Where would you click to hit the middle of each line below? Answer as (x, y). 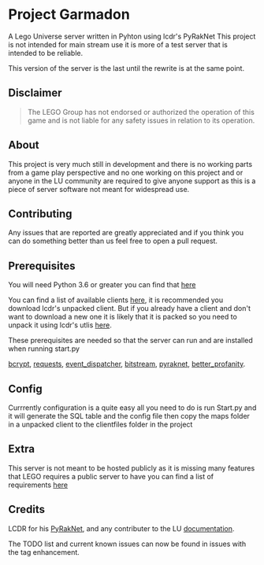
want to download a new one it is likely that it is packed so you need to (123, 317)
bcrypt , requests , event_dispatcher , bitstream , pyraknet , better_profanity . (127, 364)
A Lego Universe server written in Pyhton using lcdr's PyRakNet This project (132, 36)
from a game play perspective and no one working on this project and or (126, 172)
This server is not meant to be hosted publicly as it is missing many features (132, 468)
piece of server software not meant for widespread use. (99, 189)
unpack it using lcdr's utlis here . (60, 325)
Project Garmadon (69, 15)
